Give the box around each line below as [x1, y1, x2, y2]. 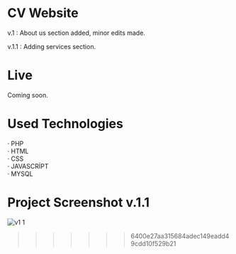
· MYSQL [7, 169, 33, 178]
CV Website [7, 5, 79, 21]
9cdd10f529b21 [130, 239, 176, 248]
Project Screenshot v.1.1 [7, 194, 150, 211]
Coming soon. [7, 90, 48, 99]
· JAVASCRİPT [7, 162, 49, 170]
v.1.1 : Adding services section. [7, 42, 96, 51]
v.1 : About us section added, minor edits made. [7, 28, 145, 37]
